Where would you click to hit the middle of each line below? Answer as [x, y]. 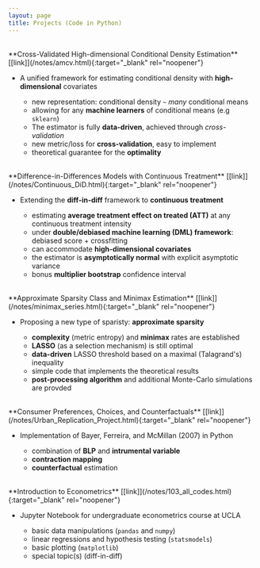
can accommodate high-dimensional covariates [111, 249]
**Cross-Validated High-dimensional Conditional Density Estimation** [123, 54]
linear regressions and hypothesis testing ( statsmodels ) [122, 539]
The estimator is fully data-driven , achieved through [117, 127]
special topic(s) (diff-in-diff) [77, 555]
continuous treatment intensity [82, 224]
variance [46, 266]
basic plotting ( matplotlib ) [75, 547]
